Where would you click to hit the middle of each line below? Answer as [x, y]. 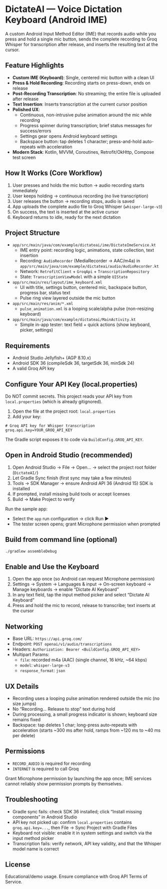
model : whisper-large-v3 [45, 665]
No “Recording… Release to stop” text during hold [64, 709]
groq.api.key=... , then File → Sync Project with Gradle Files [75, 827]
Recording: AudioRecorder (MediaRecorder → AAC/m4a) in [80, 261]
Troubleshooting [32, 800]
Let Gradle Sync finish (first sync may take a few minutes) [72, 478]
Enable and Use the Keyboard [52, 567]
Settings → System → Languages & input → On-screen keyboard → [82, 584]
